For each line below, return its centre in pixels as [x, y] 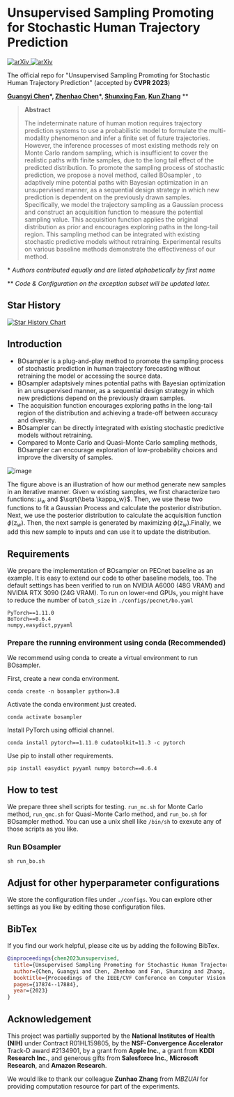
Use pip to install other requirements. [60, 756]
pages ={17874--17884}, [46, 984]
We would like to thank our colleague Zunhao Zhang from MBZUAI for [108, 1079]
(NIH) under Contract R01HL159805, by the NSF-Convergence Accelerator [115, 1043]
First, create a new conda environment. [63, 679]
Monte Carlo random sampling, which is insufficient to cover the [116, 153]
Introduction [35, 344]
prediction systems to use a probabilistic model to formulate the [116, 130]
